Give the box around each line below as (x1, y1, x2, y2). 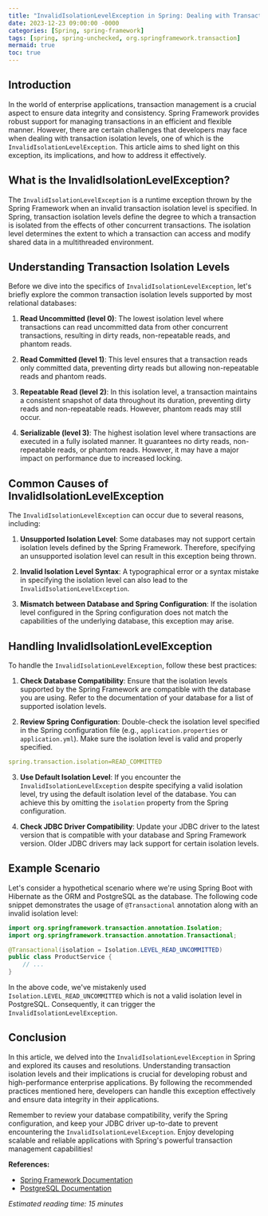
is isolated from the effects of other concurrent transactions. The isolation (8, 220, 251, 230)
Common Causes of (8, 477, 109, 490)
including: (8, 519, 41, 529)
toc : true (8, 49, 41, 57)
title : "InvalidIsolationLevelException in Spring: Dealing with (8, 11, 230, 20)
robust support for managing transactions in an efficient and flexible (8, 117, 232, 126)
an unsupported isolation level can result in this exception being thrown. (19, 552, 257, 561)
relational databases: (8, 299, 77, 308)
